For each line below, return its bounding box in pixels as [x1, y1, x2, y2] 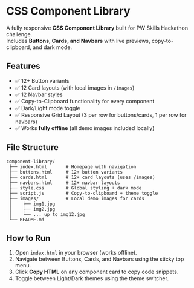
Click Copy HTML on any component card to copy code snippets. [15, 268, 179, 276]
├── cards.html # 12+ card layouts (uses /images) [8, 174, 155, 180]
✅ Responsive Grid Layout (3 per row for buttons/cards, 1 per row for [15, 111, 187, 119]
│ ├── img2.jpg [8, 206, 56, 212]
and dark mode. [32, 44, 73, 51]
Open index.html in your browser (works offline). [15, 249, 137, 257]
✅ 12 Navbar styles [15, 91, 63, 98]
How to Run [6, 233, 51, 243]
